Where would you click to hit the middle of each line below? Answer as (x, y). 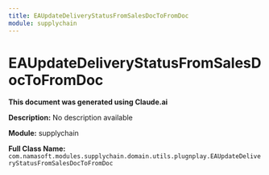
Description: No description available (70, 118)
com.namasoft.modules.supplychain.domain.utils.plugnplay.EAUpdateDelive (135, 157)
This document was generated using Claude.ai (88, 102)
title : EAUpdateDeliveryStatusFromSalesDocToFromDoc (99, 16)
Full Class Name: (37, 149)
